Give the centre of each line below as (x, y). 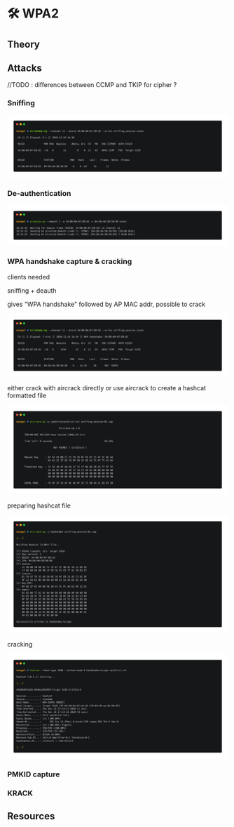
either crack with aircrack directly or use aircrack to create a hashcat (107, 388)
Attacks (25, 68)
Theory (24, 44)
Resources (31, 816)
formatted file (27, 396)
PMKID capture (34, 774)
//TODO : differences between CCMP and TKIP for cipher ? (92, 85)
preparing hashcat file (39, 505)
